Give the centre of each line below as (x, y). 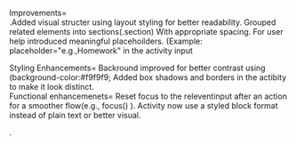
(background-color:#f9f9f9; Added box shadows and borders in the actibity (148, 77)
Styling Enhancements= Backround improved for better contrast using (137, 68)
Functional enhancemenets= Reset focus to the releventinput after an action (148, 96)
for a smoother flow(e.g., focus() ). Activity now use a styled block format (144, 105)
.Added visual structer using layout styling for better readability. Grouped (143, 22)
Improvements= (38, 13)
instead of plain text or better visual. (75, 115)
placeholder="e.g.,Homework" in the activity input (101, 51)
